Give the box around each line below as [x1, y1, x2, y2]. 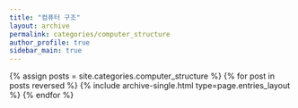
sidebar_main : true [9, 46, 83, 55]
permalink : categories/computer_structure [9, 29, 171, 38]
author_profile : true [9, 37, 91, 47]
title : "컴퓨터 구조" [9, 12, 81, 22]
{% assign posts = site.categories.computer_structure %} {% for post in [9, 71, 276, 81]
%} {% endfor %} [9, 90, 74, 101]
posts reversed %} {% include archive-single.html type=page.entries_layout [9, 80, 291, 91]
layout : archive [9, 21, 70, 30]
